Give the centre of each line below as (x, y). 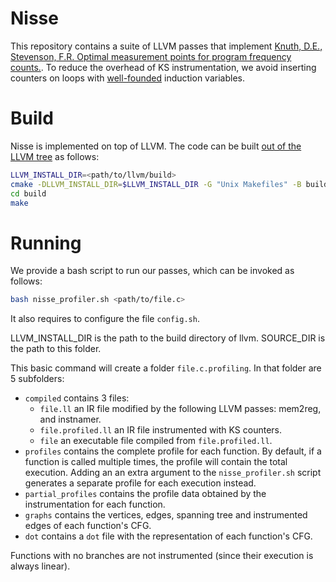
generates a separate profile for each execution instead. (140, 483)
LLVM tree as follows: (55, 156)
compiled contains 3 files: (77, 398)
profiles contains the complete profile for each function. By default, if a (173, 451)
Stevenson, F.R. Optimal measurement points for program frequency (151, 56)
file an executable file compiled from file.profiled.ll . (156, 441)
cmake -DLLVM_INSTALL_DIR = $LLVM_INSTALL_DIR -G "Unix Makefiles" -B (156, 184)
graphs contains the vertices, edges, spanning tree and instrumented (166, 515)
